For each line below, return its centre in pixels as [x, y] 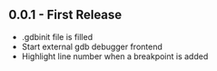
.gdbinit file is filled [57, 36]
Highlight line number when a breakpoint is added [115, 56]
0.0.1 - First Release [65, 15]
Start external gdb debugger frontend [92, 46]
